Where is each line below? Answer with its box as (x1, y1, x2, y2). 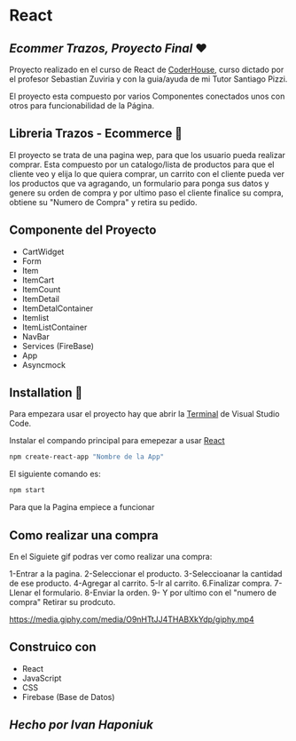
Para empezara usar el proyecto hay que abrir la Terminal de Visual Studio (9, 409, 280, 419)
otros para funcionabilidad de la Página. (9, 100, 155, 111)
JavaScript (21, 673, 62, 683)
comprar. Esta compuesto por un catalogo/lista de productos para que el (9, 159, 275, 170)
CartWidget (21, 246, 65, 257)
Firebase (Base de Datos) (21, 691, 115, 702)
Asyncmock (21, 359, 66, 370)
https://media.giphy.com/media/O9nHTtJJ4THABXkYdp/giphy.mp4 (9, 614, 254, 625)
